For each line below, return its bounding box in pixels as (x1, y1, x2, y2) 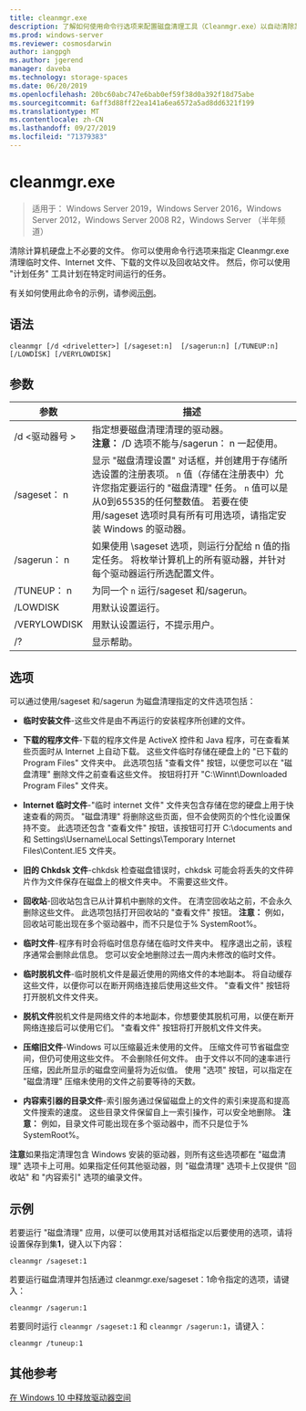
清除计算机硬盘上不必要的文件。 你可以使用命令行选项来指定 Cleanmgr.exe (9, 245, 290, 256)
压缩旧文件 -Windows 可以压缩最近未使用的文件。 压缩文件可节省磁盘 (22, 1042, 282, 1053)
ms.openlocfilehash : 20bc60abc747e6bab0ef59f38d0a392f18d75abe (9, 90, 255, 99)
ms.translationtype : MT (9, 107, 100, 116)
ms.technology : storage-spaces (9, 73, 128, 82)
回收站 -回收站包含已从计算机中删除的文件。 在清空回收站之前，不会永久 (22, 896, 293, 907)
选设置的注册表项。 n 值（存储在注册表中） (91, 468, 275, 480)
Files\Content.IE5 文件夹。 (22, 846, 121, 857)
